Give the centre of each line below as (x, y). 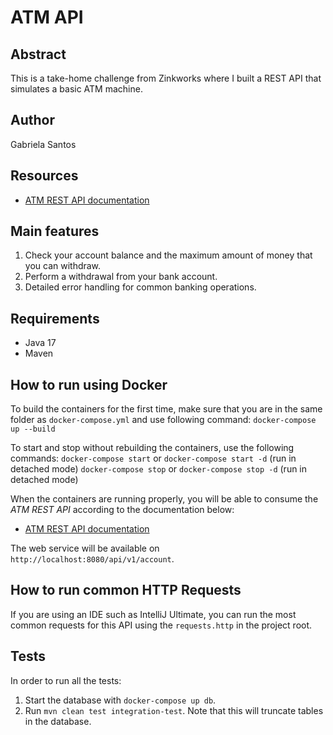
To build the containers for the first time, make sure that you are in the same (166, 409)
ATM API (47, 17)
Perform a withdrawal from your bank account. (121, 277)
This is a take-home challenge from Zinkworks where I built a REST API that (166, 78)
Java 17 (40, 343)
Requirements (55, 318)
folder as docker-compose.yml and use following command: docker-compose (163, 420)
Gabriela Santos (43, 144)
